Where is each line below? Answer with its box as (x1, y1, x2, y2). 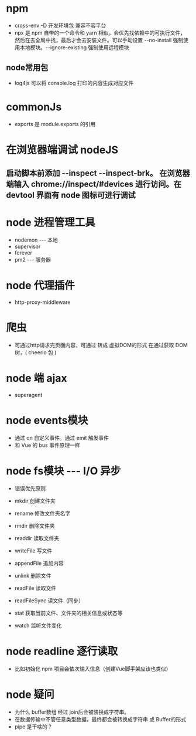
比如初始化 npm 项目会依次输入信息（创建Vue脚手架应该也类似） (14, 665, 171, 672)
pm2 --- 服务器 (14, 256, 51, 263)
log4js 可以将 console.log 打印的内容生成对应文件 (14, 79, 134, 86)
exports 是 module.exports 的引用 (14, 120, 96, 127)
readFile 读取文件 (14, 584, 57, 591)
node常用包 (6, 63, 49, 73)
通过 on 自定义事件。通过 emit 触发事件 (14, 434, 109, 441)
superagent (14, 392, 43, 399)
